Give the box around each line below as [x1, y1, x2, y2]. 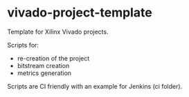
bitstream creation [17, 61, 70, 69]
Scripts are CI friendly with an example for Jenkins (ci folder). [7, 82, 183, 90]
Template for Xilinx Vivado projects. [7, 28, 109, 36]
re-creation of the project [17, 54, 90, 63]
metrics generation [17, 69, 71, 77]
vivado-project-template [7, 5, 152, 21]
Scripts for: [7, 41, 39, 49]
